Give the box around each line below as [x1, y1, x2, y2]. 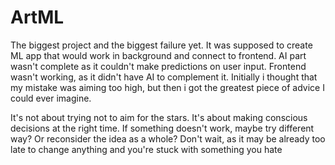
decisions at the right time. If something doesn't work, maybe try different [10, 122, 315, 134]
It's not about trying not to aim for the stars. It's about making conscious [10, 111, 308, 123]
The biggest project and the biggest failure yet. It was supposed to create [10, 39, 313, 51]
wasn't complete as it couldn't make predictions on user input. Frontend [10, 60, 307, 72]
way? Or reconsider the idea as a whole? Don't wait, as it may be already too [10, 132, 326, 145]
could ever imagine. [10, 92, 92, 104]
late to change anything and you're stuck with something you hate [10, 143, 283, 155]
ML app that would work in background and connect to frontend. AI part [10, 49, 307, 61]
